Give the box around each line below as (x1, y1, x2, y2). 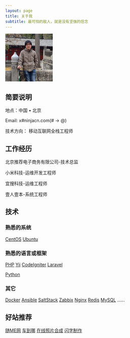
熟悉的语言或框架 (5, 249, 47, 257)
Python (5, 271, 20, 277)
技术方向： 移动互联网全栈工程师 (5, 128, 73, 134)
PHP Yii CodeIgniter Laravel (5, 261, 63, 267)
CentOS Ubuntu (5, 236, 38, 242)
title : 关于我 (5, 13, 33, 19)
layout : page (5, 8, 33, 13)
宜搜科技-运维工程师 (5, 181, 48, 186)
